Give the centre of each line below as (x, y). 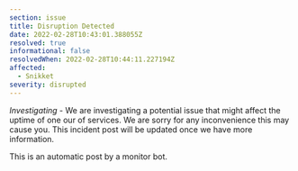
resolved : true (38, 43)
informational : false (50, 51)
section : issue (38, 18)
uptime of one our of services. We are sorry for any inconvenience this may (149, 120)
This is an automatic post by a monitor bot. (89, 156)
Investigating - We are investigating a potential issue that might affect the (145, 110)
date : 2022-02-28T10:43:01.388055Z (76, 34)
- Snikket (36, 76)
